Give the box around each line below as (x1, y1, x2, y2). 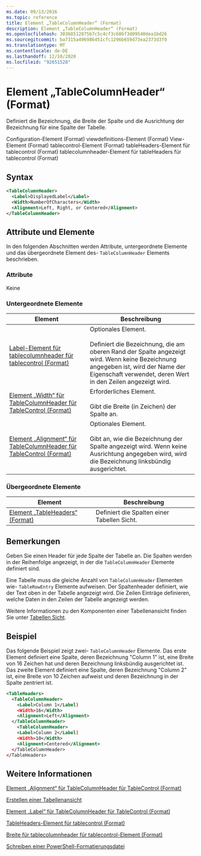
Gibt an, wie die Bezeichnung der (89, 435, 183, 443)
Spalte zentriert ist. (6, 679, 53, 686)
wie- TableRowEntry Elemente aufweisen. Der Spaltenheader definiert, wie (6, 583, 188, 590)
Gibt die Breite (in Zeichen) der (89, 402, 176, 411)
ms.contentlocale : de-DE (6, 48, 68, 54)
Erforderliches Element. (89, 387, 156, 396)
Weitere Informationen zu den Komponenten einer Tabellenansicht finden (6, 607, 187, 615)
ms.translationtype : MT (6, 43, 66, 49)
